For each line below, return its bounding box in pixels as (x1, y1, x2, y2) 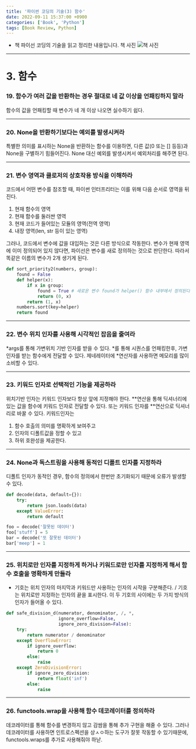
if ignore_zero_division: (27, 670, 90, 676)
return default (27, 513, 64, 520)
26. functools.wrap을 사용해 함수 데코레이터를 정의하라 (6, 707, 155, 715)
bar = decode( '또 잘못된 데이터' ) (6, 535, 82, 541)
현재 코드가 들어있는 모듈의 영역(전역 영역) (14, 220, 111, 227)
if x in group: (27, 282, 64, 288)
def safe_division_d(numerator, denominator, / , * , (6, 610, 134, 616)
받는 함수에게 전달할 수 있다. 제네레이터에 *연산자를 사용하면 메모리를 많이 (21, 352, 190, 359)
